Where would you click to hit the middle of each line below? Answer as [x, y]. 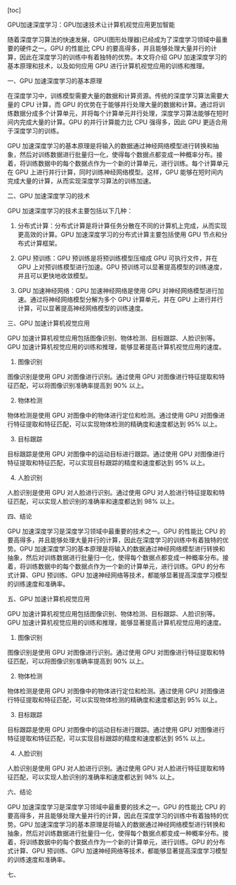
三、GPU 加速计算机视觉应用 [48, 323]
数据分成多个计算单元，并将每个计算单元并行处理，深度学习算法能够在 [114, 113]
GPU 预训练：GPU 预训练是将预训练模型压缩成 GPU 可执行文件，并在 [117, 258]
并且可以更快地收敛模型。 [54, 276]
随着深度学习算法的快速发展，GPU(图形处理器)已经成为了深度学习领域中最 [115, 39]
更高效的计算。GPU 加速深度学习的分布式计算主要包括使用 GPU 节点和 [119, 234]
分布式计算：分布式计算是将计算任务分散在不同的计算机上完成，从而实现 [122, 225]
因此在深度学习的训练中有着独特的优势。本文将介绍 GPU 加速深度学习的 [123, 57]
